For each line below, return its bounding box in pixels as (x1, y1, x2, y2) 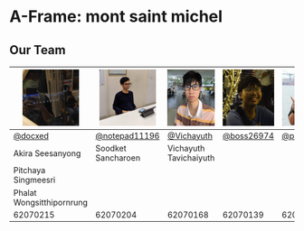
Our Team (9, 42, 66, 58)
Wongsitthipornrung (13, 197, 89, 208)
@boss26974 (222, 130, 274, 141)
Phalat (13, 187, 37, 198)
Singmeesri (13, 174, 56, 186)
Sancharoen (95, 152, 141, 163)
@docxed (13, 130, 50, 141)
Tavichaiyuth (166, 152, 215, 163)
